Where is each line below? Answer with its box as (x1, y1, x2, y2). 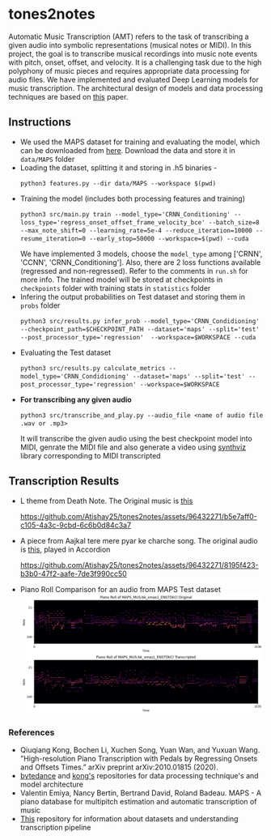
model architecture (19, 779, 83, 790)
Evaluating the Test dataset (19, 348, 112, 357)
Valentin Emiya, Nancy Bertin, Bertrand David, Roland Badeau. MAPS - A (19, 788, 261, 798)
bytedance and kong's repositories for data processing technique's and (19, 771, 259, 781)
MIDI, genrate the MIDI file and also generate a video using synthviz (19, 442, 247, 452)
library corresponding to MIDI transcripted (19, 450, 161, 460)
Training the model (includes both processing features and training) (19, 194, 245, 203)
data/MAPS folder (19, 154, 75, 164)
